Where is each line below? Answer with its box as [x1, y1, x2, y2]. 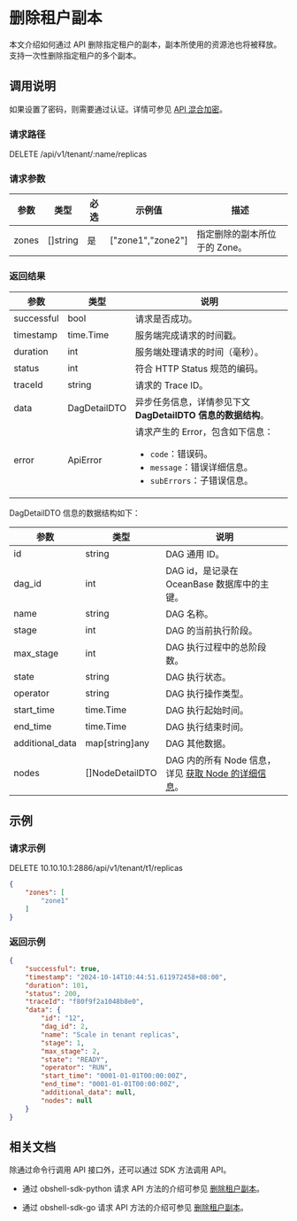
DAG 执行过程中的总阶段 [165, 641, 267, 653]
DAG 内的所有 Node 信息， [165, 754, 277, 766]
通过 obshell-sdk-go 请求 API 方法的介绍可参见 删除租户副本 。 [21, 1202, 249, 1213]
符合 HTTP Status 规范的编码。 [135, 362, 263, 375]
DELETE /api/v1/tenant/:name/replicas [9, 149, 148, 159]
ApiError [67, 454, 103, 466]
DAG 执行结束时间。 [165, 720, 249, 733]
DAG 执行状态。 [165, 671, 232, 683]
